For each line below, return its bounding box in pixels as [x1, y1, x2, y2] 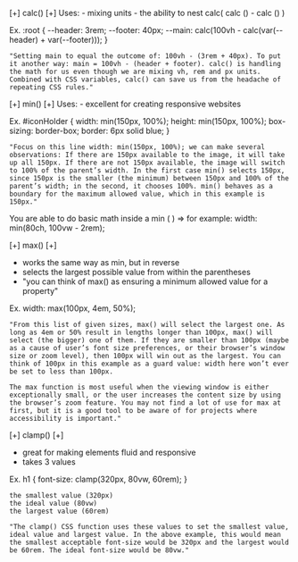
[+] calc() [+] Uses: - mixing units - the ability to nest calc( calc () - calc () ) [9, 8, 286, 18]
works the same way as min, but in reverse [21, 257, 180, 267]
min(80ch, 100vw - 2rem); [9, 222, 105, 233]
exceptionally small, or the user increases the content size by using [9, 390, 281, 399]
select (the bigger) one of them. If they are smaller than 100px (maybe [9, 336, 290, 345]
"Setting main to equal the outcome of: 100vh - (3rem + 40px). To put [9, 52, 281, 61]
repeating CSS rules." [9, 83, 94, 92]
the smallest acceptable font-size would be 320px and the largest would [9, 538, 290, 547]
